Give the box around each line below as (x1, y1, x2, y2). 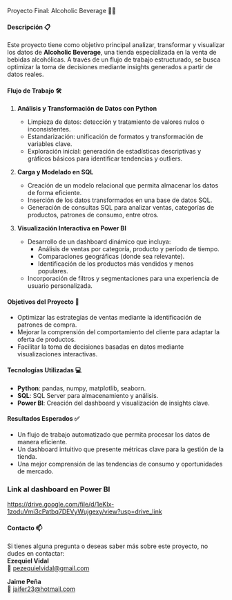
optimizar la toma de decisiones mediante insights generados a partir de (7, 63, 213, 71)
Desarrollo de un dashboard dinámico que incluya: (27, 237, 171, 246)
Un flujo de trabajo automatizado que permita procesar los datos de (17, 430, 211, 439)
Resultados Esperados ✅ (7, 415, 80, 423)
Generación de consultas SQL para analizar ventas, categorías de (27, 203, 215, 212)
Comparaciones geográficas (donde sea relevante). (37, 253, 185, 261)
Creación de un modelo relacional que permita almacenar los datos (27, 181, 219, 190)
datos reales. (7, 70, 44, 79)
